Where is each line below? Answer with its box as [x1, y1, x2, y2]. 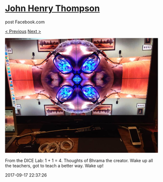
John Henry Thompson [5, 3, 100, 14]
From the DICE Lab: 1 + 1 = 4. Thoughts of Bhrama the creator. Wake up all [5, 157, 153, 163]
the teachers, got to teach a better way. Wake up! [5, 163, 104, 168]
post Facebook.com [5, 19, 45, 25]
